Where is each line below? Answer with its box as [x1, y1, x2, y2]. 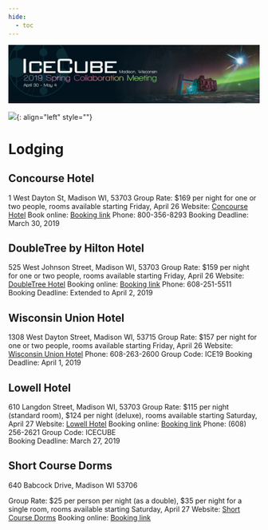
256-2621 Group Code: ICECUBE [8, 428, 116, 437]
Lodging [8, 140, 65, 158]
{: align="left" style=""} [16, 112, 93, 121]
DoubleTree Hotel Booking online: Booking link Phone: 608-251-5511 [8, 279, 232, 289]
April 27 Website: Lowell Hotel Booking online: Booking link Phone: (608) [8, 419, 247, 429]
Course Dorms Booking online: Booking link [8, 512, 152, 522]
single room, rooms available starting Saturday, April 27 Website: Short [8, 504, 241, 514]
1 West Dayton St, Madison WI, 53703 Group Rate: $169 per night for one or [8, 192, 257, 203]
